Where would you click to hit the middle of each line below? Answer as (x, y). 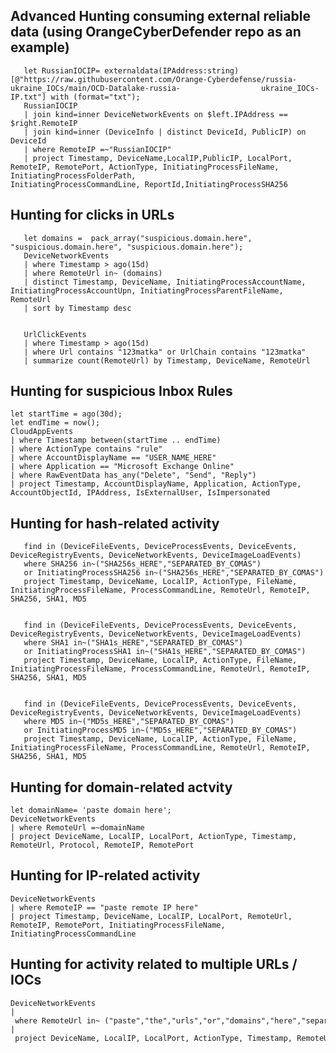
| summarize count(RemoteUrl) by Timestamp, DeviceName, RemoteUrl (167, 360)
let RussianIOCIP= (62, 70)
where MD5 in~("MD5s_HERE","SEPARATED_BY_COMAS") (129, 722)
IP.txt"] (28, 97)
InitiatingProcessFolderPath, (73, 175)
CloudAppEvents (42, 432)
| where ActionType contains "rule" (86, 449)
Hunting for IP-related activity (105, 875)
